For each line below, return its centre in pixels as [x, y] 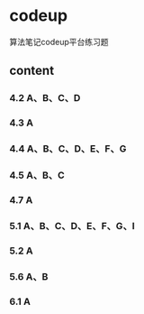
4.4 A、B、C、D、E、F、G [68, 149]
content [32, 71]
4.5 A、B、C [37, 175]
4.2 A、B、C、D [45, 98]
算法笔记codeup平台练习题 [59, 42]
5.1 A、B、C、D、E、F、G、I [72, 226]
